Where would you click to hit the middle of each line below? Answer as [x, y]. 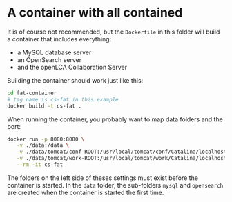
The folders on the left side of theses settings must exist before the [103, 178]
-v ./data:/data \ [43, 145]
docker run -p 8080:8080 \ [46, 139]
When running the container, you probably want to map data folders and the [115, 119]
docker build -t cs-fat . [44, 106]
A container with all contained [95, 13]
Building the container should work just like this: [75, 80]
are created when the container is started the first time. [86, 192]
